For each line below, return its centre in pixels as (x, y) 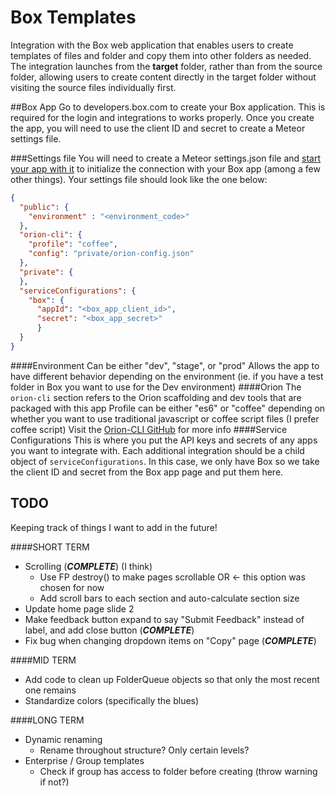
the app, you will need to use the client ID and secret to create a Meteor (158, 128)
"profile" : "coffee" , (73, 244)
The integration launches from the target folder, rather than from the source (166, 66)
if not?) (54, 782)
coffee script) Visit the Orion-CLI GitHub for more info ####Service (149, 429)
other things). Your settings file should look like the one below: (139, 179)
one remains (50, 690)
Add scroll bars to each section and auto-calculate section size (169, 598)
